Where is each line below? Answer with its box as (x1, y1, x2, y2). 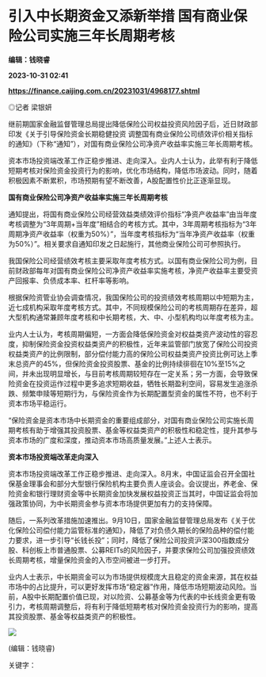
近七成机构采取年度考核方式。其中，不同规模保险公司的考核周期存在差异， (8, 302, 251, 312)
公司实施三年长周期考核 (22, 27, 176, 45)
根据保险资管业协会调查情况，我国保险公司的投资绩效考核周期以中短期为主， (8, 293, 258, 302)
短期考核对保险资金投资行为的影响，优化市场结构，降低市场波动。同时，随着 (8, 166, 258, 175)
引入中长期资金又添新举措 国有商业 (8, 7, 234, 25)
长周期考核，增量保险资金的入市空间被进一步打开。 (8, 555, 175, 564)
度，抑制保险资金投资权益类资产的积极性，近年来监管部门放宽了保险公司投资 (8, 338, 258, 349)
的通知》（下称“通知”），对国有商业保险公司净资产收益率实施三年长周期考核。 (8, 139, 257, 148)
